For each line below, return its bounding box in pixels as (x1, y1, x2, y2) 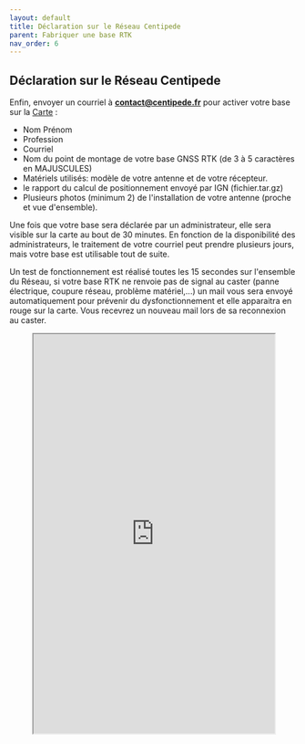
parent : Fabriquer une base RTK (9, 30, 132, 39)
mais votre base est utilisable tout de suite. (9, 248, 170, 260)
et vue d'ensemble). (22, 202, 98, 213)
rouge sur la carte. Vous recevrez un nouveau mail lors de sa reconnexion (9, 305, 287, 316)
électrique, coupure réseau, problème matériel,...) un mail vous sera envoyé (9, 286, 293, 297)
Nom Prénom (22, 124, 73, 135)
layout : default (9, 13, 71, 23)
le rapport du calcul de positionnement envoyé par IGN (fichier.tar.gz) (22, 183, 284, 194)
